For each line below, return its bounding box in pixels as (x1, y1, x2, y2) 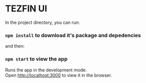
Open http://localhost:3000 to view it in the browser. (5, 72, 112, 78)
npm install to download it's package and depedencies (5, 32, 141, 39)
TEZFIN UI (5, 3, 47, 14)
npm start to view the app (5, 56, 68, 63)
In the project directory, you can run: (5, 19, 80, 25)
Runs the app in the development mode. (5, 67, 87, 73)
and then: (5, 43, 25, 49)
